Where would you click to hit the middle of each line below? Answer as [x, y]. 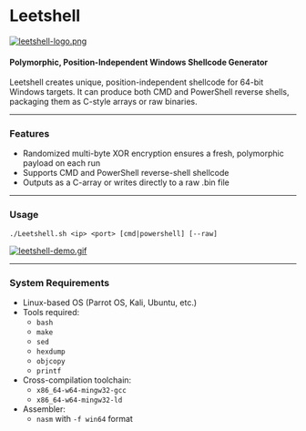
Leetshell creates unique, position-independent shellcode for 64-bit [137, 82]
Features [30, 134]
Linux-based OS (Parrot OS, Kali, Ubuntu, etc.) [110, 303]
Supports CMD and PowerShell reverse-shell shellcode [126, 173]
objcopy [51, 362]
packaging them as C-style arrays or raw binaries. [103, 102]
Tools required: [51, 313]
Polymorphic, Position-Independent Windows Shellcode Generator [139, 62]
